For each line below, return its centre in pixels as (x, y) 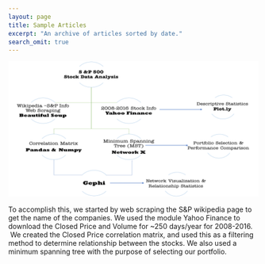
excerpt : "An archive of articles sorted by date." (95, 33)
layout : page (30, 17)
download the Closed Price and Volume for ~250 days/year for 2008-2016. (131, 226)
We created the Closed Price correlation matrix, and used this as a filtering (132, 235)
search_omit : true (38, 42)
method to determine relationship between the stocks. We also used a (123, 243)
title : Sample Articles (48, 25)
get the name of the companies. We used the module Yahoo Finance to (124, 217)
